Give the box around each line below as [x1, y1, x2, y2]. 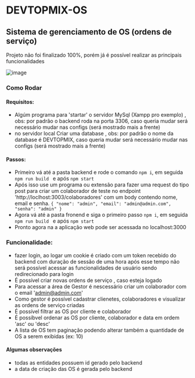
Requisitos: [6, 98, 34, 105]
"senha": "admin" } [14, 206, 62, 212]
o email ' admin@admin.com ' [14, 289, 83, 296]
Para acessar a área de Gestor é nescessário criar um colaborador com [14, 282, 187, 290]
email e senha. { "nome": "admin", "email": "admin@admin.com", [14, 200, 172, 207]
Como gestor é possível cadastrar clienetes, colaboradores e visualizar [14, 295, 186, 302]
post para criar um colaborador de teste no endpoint [14, 188, 141, 195]
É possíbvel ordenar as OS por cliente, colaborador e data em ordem [14, 314, 180, 321]
